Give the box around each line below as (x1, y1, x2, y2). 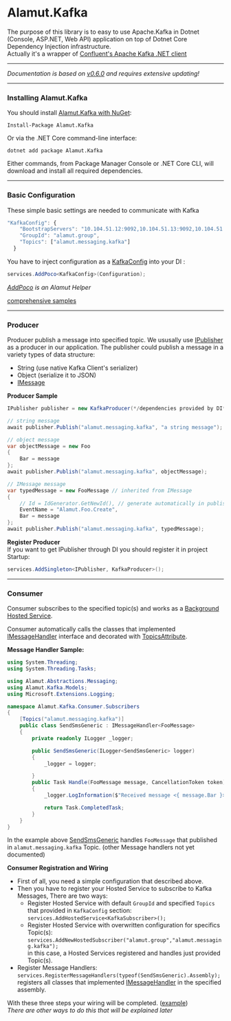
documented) (7, 850, 46, 859)
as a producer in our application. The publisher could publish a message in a (7, 343, 224, 352)
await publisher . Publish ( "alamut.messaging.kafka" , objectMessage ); (7, 468, 208, 476)
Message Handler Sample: (7, 646, 85, 654)
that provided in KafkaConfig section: (27, 907, 132, 915)
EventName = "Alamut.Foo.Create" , (19, 506, 118, 514)
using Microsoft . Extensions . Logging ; (7, 691, 115, 697)
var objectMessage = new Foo (7, 443, 91, 450)
